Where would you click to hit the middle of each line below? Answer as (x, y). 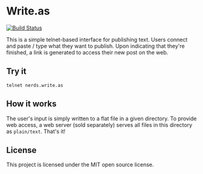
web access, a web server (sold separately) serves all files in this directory (99, 124)
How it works (31, 104)
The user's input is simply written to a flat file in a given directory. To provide (101, 118)
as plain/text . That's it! (36, 131)
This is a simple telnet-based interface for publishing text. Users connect (97, 39)
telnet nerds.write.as (35, 85)
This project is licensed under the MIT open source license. (80, 165)
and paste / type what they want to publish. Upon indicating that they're (96, 46)
